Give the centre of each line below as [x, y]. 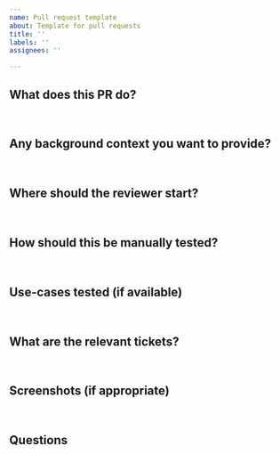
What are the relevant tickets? [94, 341]
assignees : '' [36, 51]
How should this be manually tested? [114, 243]
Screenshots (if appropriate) [90, 391]
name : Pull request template [63, 17]
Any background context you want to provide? [140, 144]
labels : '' [29, 42]
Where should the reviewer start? [104, 194]
